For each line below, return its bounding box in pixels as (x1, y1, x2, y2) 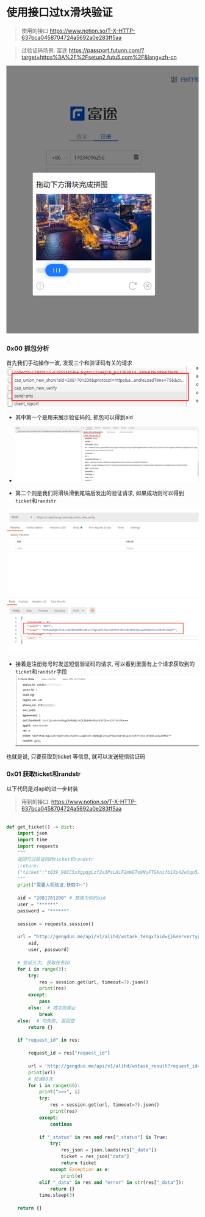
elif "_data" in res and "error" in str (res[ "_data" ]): (38, 1179, 184, 1186)
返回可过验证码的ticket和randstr (17, 856, 94, 862)
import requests (17, 843, 59, 849)
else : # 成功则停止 (28, 1005, 76, 1011)
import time (17, 837, 48, 843)
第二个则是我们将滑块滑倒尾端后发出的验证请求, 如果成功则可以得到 (15, 490, 184, 496)
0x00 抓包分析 (6, 344, 49, 353)
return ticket (60, 1160, 97, 1166)
